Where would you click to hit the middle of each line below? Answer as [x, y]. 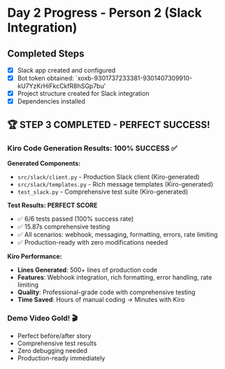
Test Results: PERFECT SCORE [52, 205]
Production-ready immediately [61, 359]
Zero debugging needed [52, 351]
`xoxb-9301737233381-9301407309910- [134, 78]
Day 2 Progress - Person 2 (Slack [105, 13]
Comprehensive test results [57, 343]
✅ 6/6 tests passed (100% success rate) [75, 219]
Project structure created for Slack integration [83, 94]
